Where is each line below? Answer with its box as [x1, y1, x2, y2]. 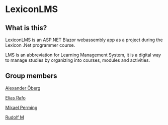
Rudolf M [5, 114, 24, 120]
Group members [5, 72, 57, 80]
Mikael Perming [5, 104, 38, 110]
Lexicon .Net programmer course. [5, 42, 75, 48]
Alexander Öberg [5, 85, 41, 91]
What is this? [5, 24, 47, 32]
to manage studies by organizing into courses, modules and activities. [5, 57, 150, 63]
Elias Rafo [5, 94, 26, 101]
